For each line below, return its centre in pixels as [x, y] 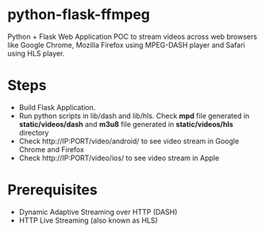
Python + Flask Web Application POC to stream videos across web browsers [132, 36]
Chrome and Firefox [52, 149]
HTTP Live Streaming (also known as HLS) [88, 220]
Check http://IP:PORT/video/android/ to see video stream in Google [129, 141]
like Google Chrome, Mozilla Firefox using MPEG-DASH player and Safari [126, 44]
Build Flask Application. [57, 107]
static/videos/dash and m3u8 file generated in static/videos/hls [126, 124]
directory [34, 132]
